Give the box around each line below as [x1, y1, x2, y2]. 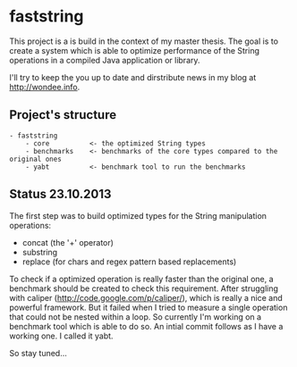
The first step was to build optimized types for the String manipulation [9, 210, 267, 221]
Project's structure [9, 107, 117, 122]
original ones [9, 154, 63, 163]
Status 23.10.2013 [9, 187, 112, 202]
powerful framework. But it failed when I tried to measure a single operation [9, 302, 288, 313]
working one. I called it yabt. [9, 330, 114, 341]
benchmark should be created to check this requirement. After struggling [9, 283, 279, 294]
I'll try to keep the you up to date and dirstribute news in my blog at [9, 71, 257, 82]
